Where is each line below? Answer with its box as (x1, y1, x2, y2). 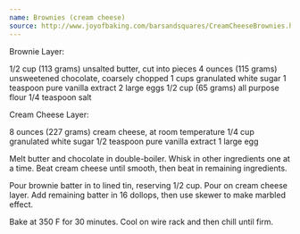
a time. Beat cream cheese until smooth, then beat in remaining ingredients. (9, 163, 287, 173)
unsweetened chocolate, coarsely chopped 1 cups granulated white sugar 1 (9, 72, 287, 83)
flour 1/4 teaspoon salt (9, 91, 92, 103)
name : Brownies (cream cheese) (9, 13, 126, 22)
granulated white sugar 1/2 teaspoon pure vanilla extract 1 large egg (9, 136, 259, 146)
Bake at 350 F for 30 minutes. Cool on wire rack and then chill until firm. (9, 216, 274, 227)
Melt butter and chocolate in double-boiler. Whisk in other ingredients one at (9, 153, 290, 163)
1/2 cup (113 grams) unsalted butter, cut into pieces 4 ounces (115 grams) (9, 63, 278, 74)
